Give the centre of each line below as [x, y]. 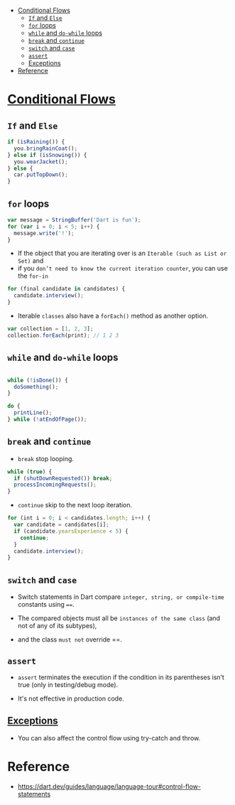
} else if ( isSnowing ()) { [47, 155]
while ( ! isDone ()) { [38, 380]
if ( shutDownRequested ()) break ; [63, 478]
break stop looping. [46, 458]
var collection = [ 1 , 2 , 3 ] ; [50, 329]
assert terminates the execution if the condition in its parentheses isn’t [121, 677]
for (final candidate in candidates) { [66, 289]
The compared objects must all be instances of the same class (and [119, 618]
